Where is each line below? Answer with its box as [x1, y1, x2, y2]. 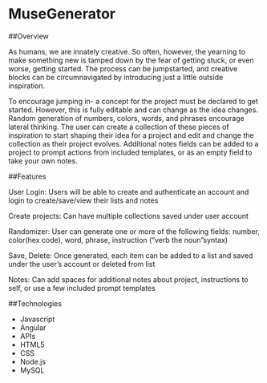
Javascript [19, 314, 55, 324]
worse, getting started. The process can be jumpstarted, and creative [8, 63, 238, 73]
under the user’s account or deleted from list [8, 259, 156, 268]
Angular [19, 322, 47, 333]
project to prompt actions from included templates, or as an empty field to [8, 147, 253, 157]
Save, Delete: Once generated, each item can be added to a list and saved [8, 250, 253, 260]
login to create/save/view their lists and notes [8, 196, 159, 205]
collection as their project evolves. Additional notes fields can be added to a [8, 139, 259, 148]
